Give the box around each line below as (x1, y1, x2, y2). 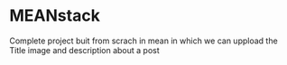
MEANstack (9, 5, 101, 26)
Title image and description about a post (9, 44, 160, 55)
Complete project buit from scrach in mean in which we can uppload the (9, 35, 278, 46)
